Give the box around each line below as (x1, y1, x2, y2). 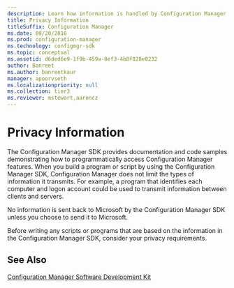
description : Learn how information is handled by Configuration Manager (7, 10, 227, 17)
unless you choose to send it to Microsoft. (7, 213, 128, 221)
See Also (7, 254, 47, 266)
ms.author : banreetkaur (7, 68, 77, 75)
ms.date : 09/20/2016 (7, 29, 68, 37)
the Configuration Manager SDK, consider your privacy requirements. (7, 234, 207, 242)
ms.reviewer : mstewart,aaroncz (7, 95, 98, 102)
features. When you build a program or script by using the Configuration (7, 162, 215, 171)
